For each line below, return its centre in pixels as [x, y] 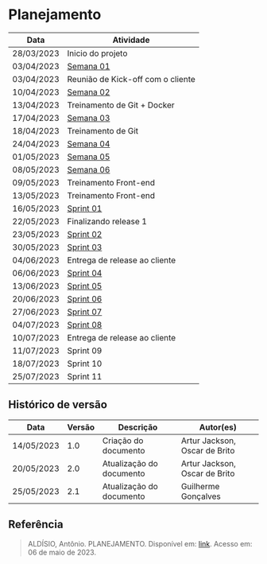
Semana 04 [89, 143]
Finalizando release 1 [107, 221]
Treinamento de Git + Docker [121, 105]
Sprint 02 [85, 234]
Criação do [123, 441]
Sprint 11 [85, 376]
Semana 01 [89, 66]
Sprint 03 [85, 247]
